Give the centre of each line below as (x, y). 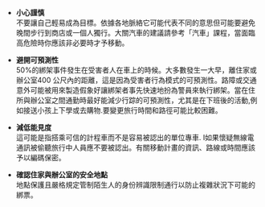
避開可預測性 (37, 60)
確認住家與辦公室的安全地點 (62, 175)
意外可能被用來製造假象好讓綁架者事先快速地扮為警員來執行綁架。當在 (132, 90)
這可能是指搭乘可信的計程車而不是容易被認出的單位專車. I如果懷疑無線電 (135, 137)
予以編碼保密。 (41, 157)
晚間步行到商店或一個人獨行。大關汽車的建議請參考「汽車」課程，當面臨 (135, 33)
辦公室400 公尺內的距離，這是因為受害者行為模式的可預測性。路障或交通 (136, 80)
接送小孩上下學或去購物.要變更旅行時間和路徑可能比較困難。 (122, 110)
